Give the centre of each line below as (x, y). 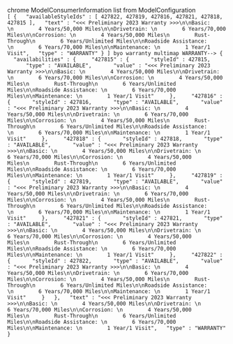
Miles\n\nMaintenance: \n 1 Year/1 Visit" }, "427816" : (115, 96)
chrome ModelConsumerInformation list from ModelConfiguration (102, 10)
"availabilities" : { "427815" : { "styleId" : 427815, (112, 59)
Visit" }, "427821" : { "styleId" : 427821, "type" (115, 218)
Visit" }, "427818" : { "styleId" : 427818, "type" (115, 139)
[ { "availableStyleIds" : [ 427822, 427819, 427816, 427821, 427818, (115, 17)
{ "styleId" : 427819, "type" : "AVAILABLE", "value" (115, 181)
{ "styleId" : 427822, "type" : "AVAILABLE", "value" (115, 261)
